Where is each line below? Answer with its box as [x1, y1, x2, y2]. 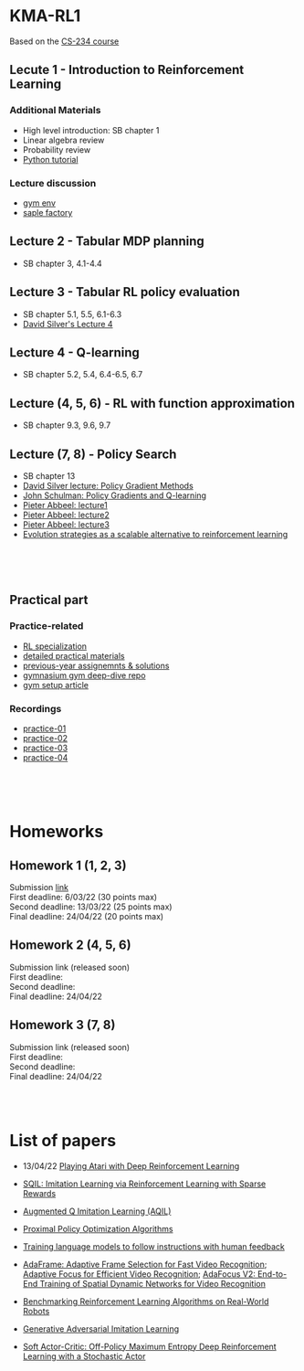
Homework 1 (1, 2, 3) [9, 857, 127, 873]
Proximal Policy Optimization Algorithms [22, 1223, 173, 1234]
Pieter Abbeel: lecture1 [22, 499, 108, 510]
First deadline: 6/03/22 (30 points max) [9, 891, 158, 902]
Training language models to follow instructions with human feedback [22, 1240, 285, 1252]
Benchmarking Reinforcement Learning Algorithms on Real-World [22, 1295, 269, 1307]
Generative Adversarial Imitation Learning [22, 1323, 180, 1334]
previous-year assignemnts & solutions [22, 660, 170, 671]
